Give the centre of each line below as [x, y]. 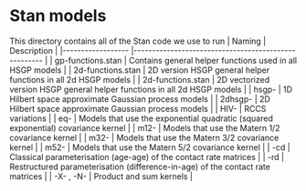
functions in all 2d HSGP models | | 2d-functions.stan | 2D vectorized [140, 79]
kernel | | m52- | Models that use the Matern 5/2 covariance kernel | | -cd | [150, 147]
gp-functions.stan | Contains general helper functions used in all [176, 60]
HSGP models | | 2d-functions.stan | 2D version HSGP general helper [140, 70]
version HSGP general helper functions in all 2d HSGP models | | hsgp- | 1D [151, 89]
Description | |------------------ [69, 50]
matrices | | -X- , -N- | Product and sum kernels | [101, 176]
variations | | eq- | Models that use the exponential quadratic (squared [142, 118]
